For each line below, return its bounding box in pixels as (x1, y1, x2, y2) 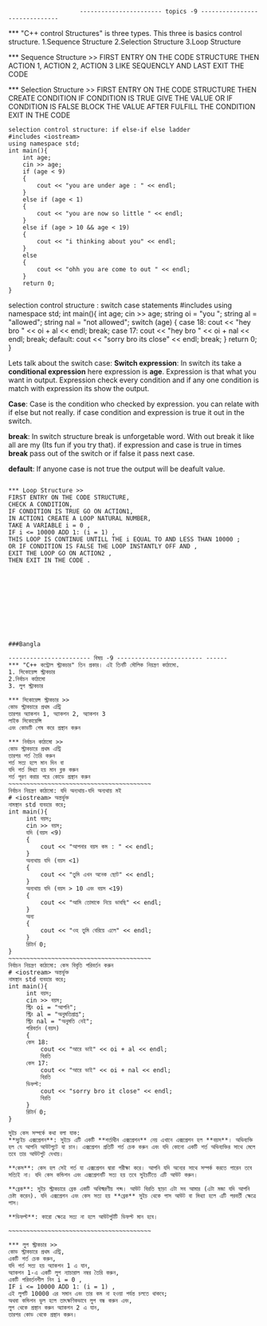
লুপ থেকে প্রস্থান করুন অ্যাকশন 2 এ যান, (8, 1304, 100, 1312)
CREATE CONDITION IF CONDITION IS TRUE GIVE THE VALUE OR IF (8, 93, 234, 103)
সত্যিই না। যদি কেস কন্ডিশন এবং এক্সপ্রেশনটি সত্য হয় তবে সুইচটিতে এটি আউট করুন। (8, 1171, 198, 1179)
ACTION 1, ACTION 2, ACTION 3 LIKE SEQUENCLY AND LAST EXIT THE (8, 61, 245, 70)
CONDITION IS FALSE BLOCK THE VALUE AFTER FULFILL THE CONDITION (8, 102, 256, 111)
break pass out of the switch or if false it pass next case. (8, 449, 195, 458)
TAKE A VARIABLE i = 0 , (8, 521, 91, 529)
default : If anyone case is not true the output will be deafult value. (8, 464, 226, 473)
